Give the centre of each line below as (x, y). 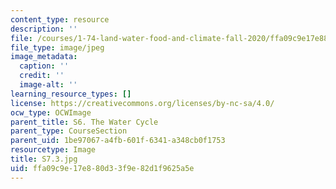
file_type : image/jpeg (57, 47)
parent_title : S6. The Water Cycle (84, 122)
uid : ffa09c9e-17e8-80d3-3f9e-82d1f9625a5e (102, 168)
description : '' (44, 29)
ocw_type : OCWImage (51, 112)
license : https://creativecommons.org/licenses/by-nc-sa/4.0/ (142, 103)
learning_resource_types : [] (71, 94)
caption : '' (44, 66)
